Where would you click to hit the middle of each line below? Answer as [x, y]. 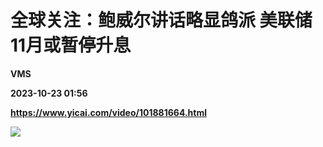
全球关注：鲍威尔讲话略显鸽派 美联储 [161, 20]
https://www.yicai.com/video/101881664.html [109, 112]
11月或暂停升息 [71, 45]
